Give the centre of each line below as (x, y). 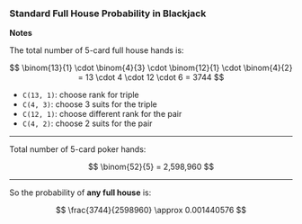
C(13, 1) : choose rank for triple (80, 95)
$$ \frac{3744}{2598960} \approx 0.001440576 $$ (151, 211)
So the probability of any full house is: (80, 193)
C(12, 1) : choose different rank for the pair (102, 114)
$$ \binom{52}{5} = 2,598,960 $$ (151, 167)
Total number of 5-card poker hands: (78, 149)
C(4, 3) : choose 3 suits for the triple (89, 104)
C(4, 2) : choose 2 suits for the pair (87, 123)
